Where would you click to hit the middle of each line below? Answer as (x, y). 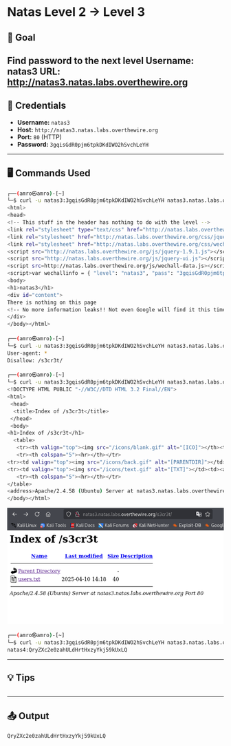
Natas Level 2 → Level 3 (76, 12)
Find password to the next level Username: (101, 60)
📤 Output (28, 716)
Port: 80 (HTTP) (39, 137)
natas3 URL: (34, 71)
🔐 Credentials (37, 106)
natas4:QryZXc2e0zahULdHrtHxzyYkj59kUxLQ (67, 650)
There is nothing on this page (52, 302)
